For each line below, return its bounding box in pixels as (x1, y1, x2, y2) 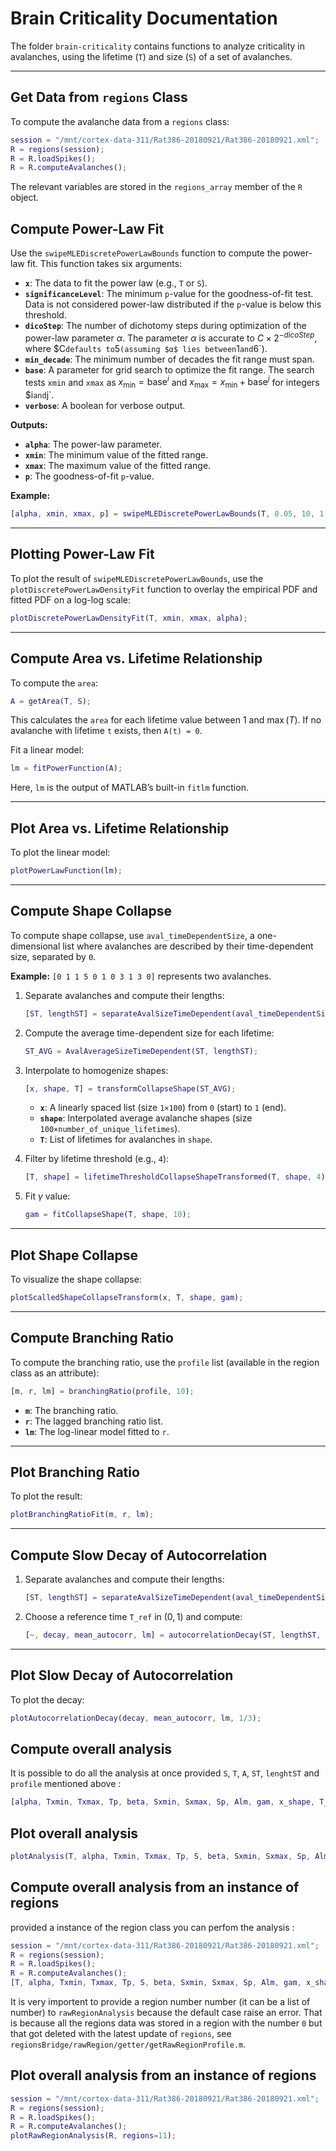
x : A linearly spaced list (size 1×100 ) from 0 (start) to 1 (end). (39, 1102, 287, 1114)
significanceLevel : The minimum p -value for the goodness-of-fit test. (24, 288, 314, 300)
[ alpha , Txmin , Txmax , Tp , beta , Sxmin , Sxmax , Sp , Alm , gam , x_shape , (10, 1797, 316, 1807)
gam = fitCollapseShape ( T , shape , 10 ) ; (24, 1210, 192, 1220)
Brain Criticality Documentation (10, 7, 278, 30)
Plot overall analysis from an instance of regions (10, 2067, 317, 2084)
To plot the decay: (10, 1693, 85, 1706)
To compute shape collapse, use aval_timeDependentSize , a (10, 929, 255, 941)
